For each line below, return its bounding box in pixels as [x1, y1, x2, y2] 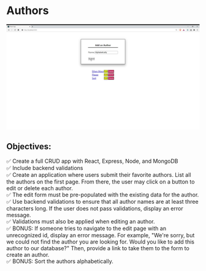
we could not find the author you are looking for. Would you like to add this [6, 238, 195, 245]
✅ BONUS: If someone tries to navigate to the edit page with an [6, 225, 167, 232]
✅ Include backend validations [6, 165, 83, 172]
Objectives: [6, 141, 51, 152]
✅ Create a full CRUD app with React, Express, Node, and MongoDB [6, 157, 178, 165]
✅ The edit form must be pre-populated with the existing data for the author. [6, 191, 199, 199]
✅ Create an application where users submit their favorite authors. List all [6, 171, 191, 179]
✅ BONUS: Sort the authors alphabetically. [6, 258, 113, 265]
